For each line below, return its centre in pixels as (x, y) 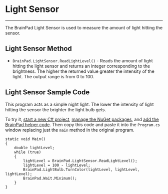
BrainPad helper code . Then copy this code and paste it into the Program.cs (83, 124)
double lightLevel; (34, 148)
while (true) (28, 152)
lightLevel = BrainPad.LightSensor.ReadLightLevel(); (80, 161)
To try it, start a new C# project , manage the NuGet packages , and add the (82, 119)
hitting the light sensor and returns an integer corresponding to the (81, 66)
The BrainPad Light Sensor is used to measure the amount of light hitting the (84, 27)
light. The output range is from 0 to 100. (53, 76)
